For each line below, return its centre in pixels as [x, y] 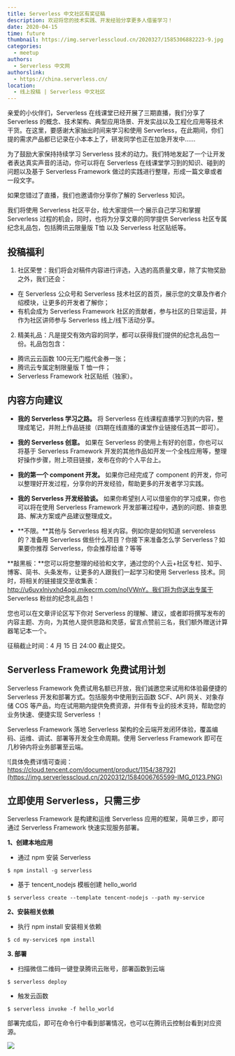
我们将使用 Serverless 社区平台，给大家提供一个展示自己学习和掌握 [104, 210]
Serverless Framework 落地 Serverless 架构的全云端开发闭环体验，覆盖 [110, 729]
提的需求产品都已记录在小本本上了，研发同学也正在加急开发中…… [101, 139]
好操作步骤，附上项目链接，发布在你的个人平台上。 [91, 459]
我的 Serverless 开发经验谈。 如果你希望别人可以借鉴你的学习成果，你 [119, 498]
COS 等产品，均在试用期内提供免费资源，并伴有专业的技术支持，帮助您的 [120, 705]
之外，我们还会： [42, 278]
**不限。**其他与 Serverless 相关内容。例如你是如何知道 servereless [116, 531]
